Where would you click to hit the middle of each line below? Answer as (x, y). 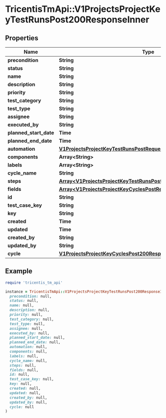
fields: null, (24, 370)
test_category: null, (32, 319)
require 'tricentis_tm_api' (34, 283)
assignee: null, (26, 328)
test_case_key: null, (32, 379)
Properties (22, 38)
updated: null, (25, 393)
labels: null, (24, 356)
